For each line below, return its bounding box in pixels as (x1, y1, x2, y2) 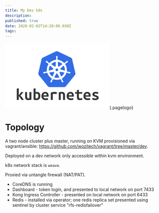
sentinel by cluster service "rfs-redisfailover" (12, 202, 104, 208)
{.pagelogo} (109, 105, 133, 110)
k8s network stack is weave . (5, 162, 60, 168)
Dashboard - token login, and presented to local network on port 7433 (12, 186, 155, 192)
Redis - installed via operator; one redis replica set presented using (12, 197, 148, 203)
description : (5, 13, 32, 18)
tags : (5, 28, 16, 34)
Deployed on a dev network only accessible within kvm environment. (5, 153, 144, 159)
